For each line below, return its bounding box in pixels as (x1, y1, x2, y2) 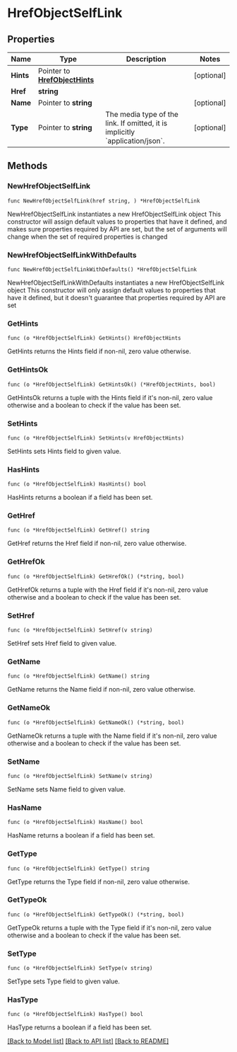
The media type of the (105, 110, 178, 119)
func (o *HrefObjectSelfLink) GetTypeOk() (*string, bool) (7, 911, 185, 918)
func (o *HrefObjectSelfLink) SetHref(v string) (7, 627, 153, 634)
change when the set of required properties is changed (7, 232, 168, 241)
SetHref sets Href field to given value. (7, 639, 117, 648)
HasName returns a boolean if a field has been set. (7, 831, 155, 840)
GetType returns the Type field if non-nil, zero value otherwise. (7, 877, 190, 886)
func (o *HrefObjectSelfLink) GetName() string (7, 673, 150, 680)
